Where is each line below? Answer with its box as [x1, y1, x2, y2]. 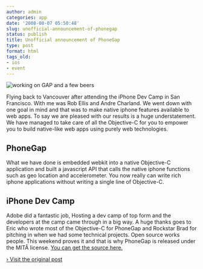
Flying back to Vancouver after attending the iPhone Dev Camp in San [6, 93, 180, 100]
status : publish [6, 31, 47, 37]
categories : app [6, 15, 47, 21]
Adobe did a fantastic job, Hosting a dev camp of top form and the [6, 212, 171, 219]
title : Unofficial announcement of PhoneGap [6, 37, 120, 43]
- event [6, 65, 26, 71]
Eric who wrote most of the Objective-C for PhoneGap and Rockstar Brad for [6, 225, 197, 232]
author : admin [6, 8, 42, 15]
